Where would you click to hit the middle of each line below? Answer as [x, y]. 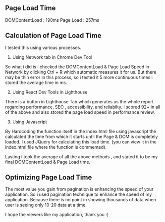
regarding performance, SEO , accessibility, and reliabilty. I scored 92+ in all [82, 107]
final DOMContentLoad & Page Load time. [48, 162]
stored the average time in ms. [36, 82]
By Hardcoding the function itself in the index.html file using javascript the [81, 131]
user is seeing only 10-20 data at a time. [46, 205]
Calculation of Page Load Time [53, 36]
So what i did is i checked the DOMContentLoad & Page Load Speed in [77, 67]
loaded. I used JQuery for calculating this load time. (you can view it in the [81, 142]
